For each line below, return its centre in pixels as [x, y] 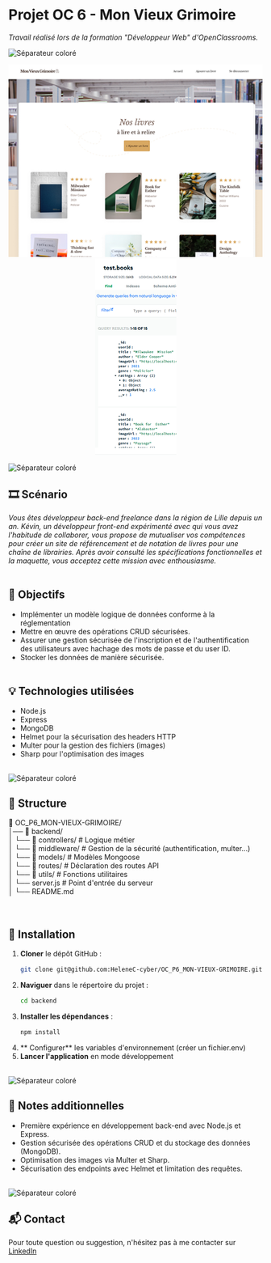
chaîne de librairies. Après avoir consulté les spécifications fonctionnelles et [135, 552]
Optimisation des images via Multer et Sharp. [95, 1159]
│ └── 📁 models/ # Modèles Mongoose [74, 857]
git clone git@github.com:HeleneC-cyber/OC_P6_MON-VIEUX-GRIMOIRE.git [141, 970]
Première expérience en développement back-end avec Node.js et [130, 1125]
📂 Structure [38, 803]
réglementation [45, 623]
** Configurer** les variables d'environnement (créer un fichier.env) [133, 1047]
